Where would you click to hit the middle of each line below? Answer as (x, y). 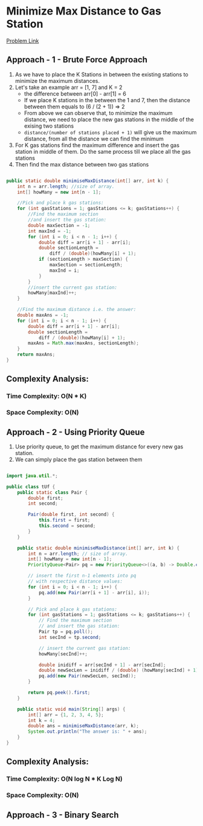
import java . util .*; (32, 476)
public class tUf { (31, 487)
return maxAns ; (36, 355)
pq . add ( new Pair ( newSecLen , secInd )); (87, 676)
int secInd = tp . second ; (70, 637)
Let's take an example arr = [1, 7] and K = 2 (69, 87)
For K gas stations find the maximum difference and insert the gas (97, 145)
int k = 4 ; (42, 720)
